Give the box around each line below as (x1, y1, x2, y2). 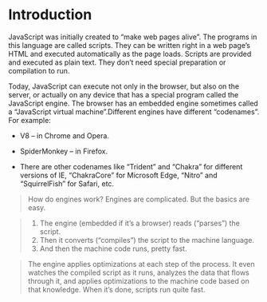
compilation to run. (8, 66, 70, 75)
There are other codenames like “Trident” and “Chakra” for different (19, 161, 243, 171)
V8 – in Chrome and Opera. (19, 130, 110, 141)
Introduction (8, 6, 92, 24)
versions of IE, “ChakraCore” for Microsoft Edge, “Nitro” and (19, 170, 218, 180)
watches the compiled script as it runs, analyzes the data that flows (27, 268, 249, 277)
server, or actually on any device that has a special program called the (8, 89, 239, 99)
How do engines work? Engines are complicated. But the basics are (27, 194, 249, 204)
